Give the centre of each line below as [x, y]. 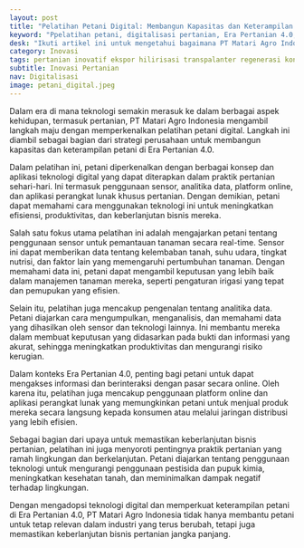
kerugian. [27, 356]
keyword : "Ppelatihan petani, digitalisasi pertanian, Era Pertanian [143, 34]
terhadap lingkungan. [49, 487]
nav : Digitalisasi [44, 77]
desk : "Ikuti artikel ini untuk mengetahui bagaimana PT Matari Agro [143, 43]
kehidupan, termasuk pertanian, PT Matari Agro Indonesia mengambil [139, 120]
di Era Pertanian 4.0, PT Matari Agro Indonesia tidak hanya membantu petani [152, 514]
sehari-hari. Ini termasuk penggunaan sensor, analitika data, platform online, [152, 186]
